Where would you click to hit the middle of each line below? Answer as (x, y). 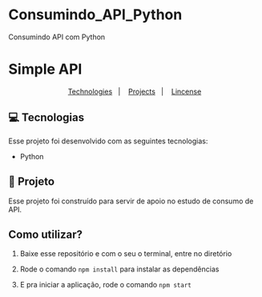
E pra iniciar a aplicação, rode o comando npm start (106, 285)
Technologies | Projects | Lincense (135, 91)
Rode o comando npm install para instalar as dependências (119, 269)
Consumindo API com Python (57, 37)
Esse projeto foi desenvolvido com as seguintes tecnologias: (108, 141)
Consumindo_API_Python (95, 15)
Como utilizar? (45, 234)
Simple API (45, 69)
